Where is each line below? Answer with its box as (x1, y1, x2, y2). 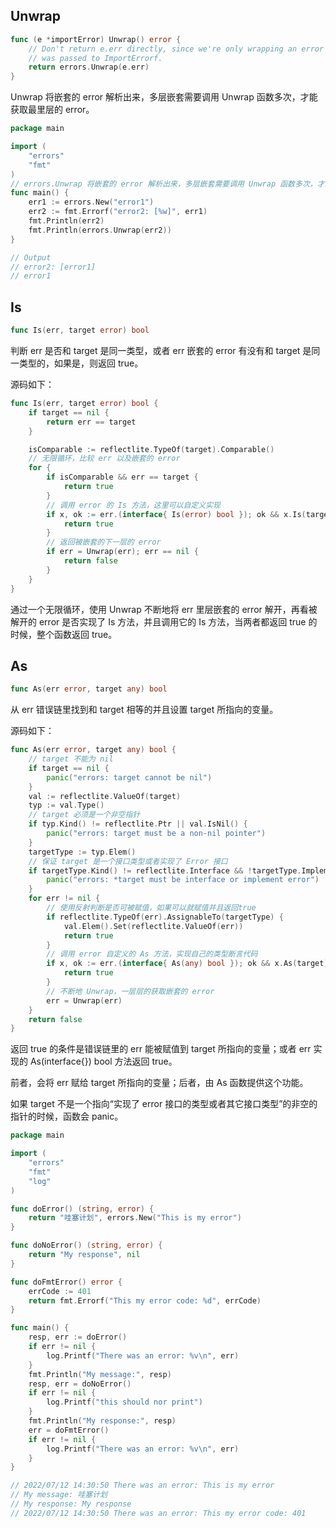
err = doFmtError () (28, 1425, 110, 1435)
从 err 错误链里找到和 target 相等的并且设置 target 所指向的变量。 (10, 704, 279, 716)
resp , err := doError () (28, 1332, 128, 1343)
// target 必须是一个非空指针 (28, 810, 141, 820)
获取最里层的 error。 (10, 104, 95, 116)
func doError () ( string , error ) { (10, 1204, 155, 1214)
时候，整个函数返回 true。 (10, 628, 118, 640)
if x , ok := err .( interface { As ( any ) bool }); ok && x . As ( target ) (46, 959, 329, 969)
